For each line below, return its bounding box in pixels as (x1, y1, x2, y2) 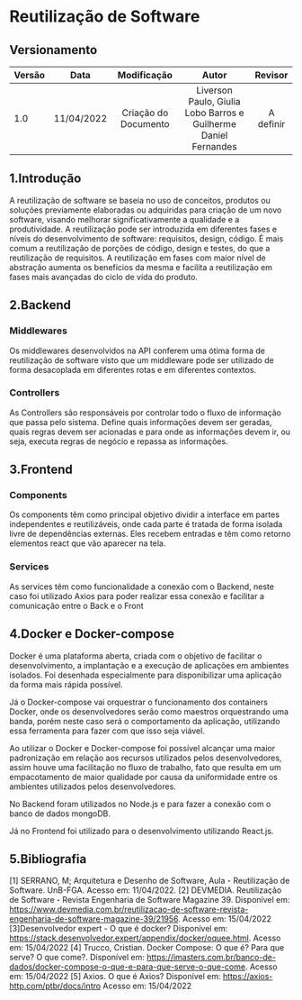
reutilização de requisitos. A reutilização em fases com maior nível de (9, 252, 267, 263)
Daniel (200, 129, 228, 141)
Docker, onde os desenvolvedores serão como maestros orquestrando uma (9, 705, 289, 717)
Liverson (196, 84, 234, 96)
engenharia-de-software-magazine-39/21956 (9, 914, 179, 924)
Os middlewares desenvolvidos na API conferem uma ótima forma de (9, 345, 265, 356)
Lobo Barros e (184, 106, 244, 119)
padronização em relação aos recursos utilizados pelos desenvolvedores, (9, 752, 282, 763)
